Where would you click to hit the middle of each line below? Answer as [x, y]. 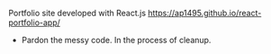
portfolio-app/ [34, 22]
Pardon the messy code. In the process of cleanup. [116, 40]
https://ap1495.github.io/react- [204, 13]
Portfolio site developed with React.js [77, 13]
